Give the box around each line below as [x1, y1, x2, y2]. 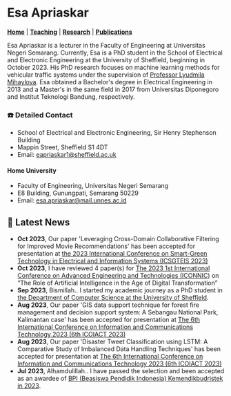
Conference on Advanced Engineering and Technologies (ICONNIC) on [17, 272, 219, 280]
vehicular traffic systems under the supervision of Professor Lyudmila [7, 70, 205, 79]
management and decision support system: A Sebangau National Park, [17, 308, 219, 317]
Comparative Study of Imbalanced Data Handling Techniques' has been [17, 345, 221, 353]
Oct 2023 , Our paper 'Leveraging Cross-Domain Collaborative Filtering [17, 235, 219, 243]
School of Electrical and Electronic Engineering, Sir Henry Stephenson [17, 129, 217, 137]
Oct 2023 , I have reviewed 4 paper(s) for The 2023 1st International [17, 264, 210, 272]
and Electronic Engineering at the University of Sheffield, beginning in [7, 55, 205, 64]
